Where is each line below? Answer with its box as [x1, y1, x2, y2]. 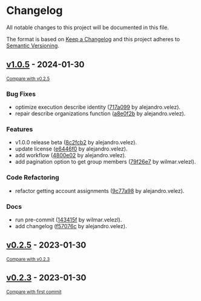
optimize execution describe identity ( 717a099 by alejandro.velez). [15, 104, 180, 111]
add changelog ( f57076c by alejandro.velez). [15, 222, 127, 229]
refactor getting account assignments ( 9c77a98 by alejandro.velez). [15, 187, 185, 194]
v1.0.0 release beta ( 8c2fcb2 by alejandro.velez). [15, 139, 137, 146]
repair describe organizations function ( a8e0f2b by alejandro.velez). [15, 110, 186, 117]
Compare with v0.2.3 [6, 256, 50, 262]
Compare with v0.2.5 [6, 75, 50, 82]
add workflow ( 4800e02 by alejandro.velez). [15, 152, 127, 159]
